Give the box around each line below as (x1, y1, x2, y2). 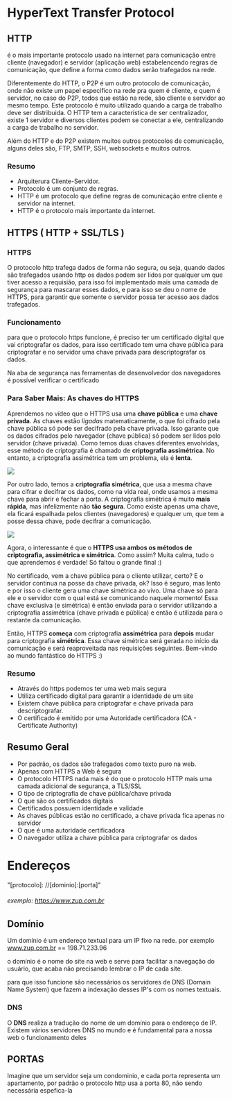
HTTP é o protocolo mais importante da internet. (17, 207, 156, 215)
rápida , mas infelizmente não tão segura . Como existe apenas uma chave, (7, 502, 220, 511)
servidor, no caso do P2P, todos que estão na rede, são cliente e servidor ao (7, 94, 226, 102)
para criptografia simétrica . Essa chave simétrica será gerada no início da (7, 636, 219, 645)
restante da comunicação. (7, 615, 82, 624)
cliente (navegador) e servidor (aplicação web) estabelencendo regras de (7, 58, 218, 67)
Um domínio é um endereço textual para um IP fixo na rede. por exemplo (7, 937, 215, 945)
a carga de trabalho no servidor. (7, 123, 99, 131)
